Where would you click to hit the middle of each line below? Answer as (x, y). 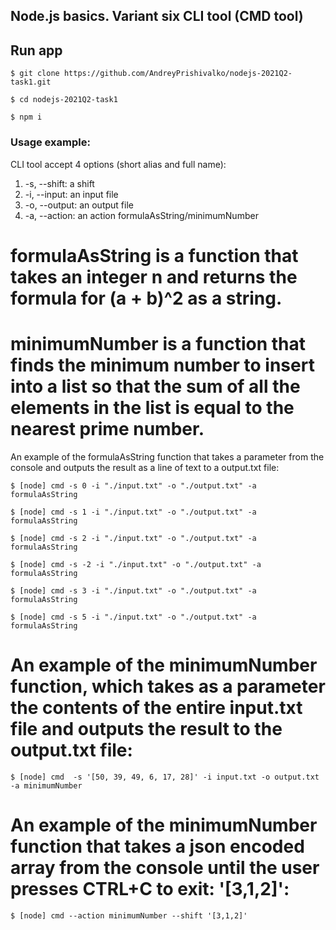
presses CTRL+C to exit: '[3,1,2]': (150, 888)
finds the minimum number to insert (162, 365)
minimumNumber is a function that (158, 343)
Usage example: (50, 142)
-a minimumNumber (46, 785)
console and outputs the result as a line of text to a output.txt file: (145, 467)
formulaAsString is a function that (154, 255)
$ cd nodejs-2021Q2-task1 (64, 100)
